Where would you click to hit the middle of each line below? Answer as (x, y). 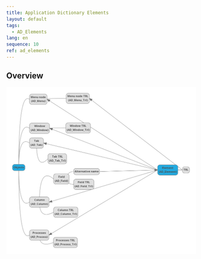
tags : (13, 25)
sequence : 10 (23, 44)
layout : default (26, 19)
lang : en (17, 38)
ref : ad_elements (28, 51)
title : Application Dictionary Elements (58, 13)
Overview (25, 76)
